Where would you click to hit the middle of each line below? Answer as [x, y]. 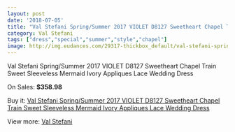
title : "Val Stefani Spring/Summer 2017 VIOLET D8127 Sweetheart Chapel [115, 27]
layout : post [26, 14]
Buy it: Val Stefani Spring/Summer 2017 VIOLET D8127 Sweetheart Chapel [114, 101]
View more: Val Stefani [40, 122]
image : [17, 46]
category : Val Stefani [40, 33]
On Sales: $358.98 [35, 87]
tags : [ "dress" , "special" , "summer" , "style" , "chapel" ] [87, 40]
